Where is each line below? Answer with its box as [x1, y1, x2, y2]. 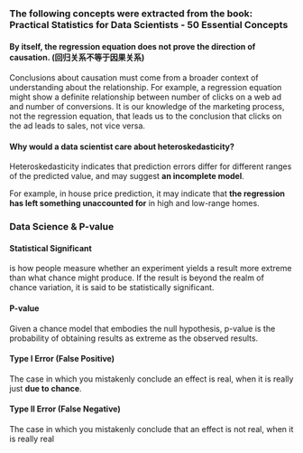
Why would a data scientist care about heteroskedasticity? [9, 141, 234, 152]
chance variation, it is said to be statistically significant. [9, 282, 215, 293]
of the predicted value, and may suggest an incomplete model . [9, 171, 245, 182]
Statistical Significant [9, 242, 92, 253]
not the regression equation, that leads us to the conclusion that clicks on [9, 111, 282, 122]
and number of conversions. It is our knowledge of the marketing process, [9, 101, 286, 112]
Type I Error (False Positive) [9, 354, 115, 364]
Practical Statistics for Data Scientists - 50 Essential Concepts [9, 18, 289, 31]
